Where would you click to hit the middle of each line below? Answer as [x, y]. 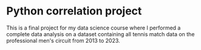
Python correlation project [74, 11]
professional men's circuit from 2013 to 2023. [63, 40]
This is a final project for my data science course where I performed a [94, 28]
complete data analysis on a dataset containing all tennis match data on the [101, 34]
